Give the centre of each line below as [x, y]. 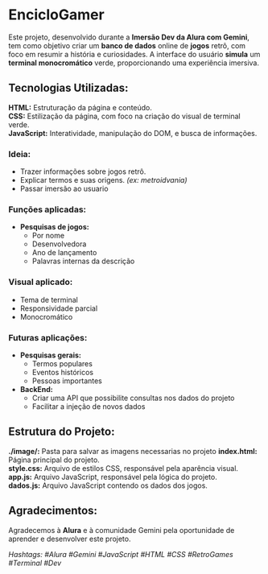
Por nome [48, 236]
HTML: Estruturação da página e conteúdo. [80, 107]
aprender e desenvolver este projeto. [70, 539]
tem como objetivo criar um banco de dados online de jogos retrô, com [127, 45]
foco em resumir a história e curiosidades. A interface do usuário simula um [134, 54]
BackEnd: [37, 389]
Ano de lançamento [64, 253]
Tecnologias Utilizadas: [68, 88]
